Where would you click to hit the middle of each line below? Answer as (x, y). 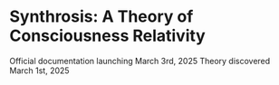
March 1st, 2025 (39, 71)
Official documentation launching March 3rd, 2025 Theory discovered (140, 61)
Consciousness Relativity (107, 36)
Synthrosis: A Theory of (101, 17)
